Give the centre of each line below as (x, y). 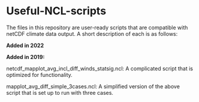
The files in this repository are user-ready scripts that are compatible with (97, 27)
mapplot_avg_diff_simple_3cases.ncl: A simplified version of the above (93, 86)
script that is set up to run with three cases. (60, 92)
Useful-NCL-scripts (56, 11)
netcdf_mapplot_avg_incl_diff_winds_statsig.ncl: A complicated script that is (100, 68)
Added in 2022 (25, 45)
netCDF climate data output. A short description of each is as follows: (92, 33)
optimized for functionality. (40, 75)
